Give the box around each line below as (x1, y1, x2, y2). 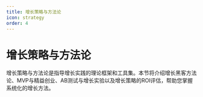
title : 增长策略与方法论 (6, 8, 62, 15)
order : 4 (6, 20, 28, 26)
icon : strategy (6, 15, 45, 21)
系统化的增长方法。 (6, 84, 54, 92)
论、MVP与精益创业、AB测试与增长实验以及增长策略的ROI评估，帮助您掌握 (6, 77, 193, 84)
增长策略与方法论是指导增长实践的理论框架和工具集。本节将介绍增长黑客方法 (6, 69, 197, 76)
